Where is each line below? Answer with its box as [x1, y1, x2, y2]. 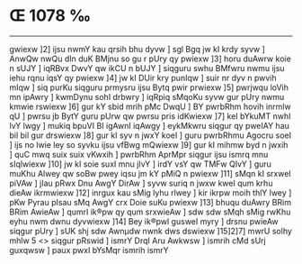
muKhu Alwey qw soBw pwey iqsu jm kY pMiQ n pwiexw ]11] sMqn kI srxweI [9, 168, 292, 178]
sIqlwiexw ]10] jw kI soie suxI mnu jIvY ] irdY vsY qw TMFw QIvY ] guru [9, 159, 272, 169]
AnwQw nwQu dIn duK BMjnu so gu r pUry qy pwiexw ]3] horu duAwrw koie [9, 53, 292, 64]
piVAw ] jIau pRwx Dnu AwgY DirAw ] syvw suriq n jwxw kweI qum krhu [9, 178, 273, 188]
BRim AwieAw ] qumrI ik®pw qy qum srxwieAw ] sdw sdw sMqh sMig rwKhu [9, 206, 291, 217]
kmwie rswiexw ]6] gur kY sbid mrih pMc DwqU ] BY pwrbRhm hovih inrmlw [9, 101, 291, 112]
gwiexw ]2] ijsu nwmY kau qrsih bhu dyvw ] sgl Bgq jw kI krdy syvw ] [9, 43, 265, 54]
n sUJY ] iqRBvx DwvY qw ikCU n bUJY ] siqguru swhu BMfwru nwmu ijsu [9, 62, 285, 73]
